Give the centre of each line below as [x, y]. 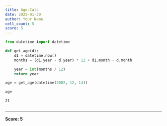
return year [26, 74]
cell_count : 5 [20, 24]
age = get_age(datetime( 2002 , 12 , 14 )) [46, 83]
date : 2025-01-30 [23, 14]
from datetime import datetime [38, 42]
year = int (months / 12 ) [40, 69]
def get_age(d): [22, 51]
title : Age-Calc [22, 10]
